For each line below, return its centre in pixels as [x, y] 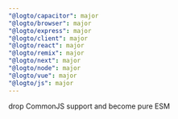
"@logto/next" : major [45, 61]
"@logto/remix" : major [46, 53]
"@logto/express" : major [50, 31]
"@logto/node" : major [45, 68]
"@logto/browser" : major [50, 23]
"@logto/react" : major [46, 46]
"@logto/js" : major [41, 83]
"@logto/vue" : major [43, 76]
